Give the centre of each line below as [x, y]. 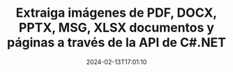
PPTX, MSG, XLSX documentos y [116, 28]
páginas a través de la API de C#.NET [116, 43]
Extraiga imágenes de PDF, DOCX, [116, 13]
